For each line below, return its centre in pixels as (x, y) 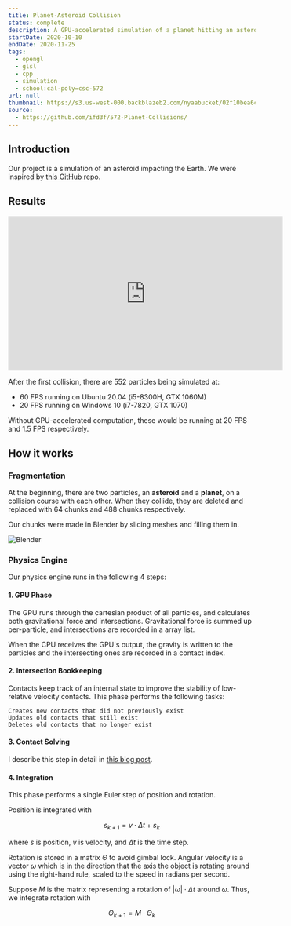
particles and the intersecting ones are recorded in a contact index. (117, 653)
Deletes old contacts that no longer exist (80, 724)
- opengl (29, 60)
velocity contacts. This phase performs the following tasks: (129, 696)
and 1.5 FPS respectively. (49, 428)
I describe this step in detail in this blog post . (80, 760)
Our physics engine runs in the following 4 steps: (87, 577)
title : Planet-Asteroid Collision (65, 15)
